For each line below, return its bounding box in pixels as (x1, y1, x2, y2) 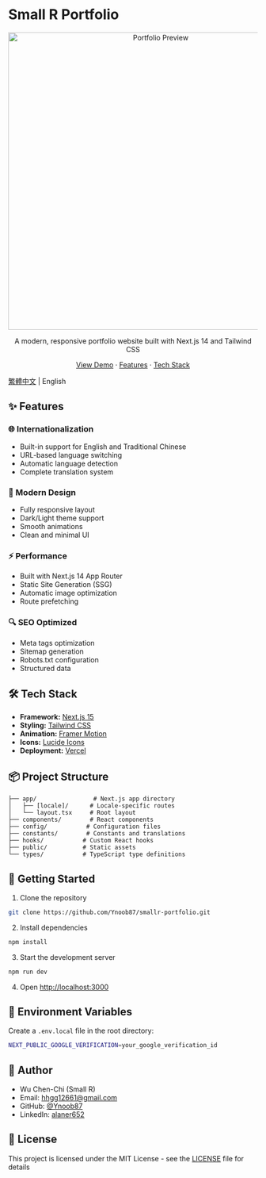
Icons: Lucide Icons (19, 738, 85, 747)
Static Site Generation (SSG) (19, 580, 112, 589)
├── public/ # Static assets (8, 843, 136, 852)
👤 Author (8, 1063, 53, 1076)
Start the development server (19, 952, 116, 961)
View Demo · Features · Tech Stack (76, 359, 190, 370)
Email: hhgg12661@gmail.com (19, 1093, 117, 1103)
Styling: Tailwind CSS (19, 720, 92, 731)
